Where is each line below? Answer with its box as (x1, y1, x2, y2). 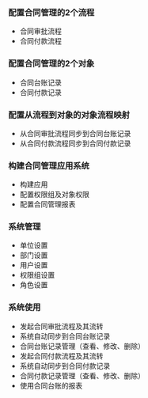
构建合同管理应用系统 (8, 160, 89, 171)
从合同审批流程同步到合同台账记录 (19, 128, 131, 138)
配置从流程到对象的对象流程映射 (8, 109, 131, 120)
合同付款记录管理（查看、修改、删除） (19, 370, 145, 381)
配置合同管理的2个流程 (8, 6, 95, 17)
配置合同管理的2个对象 (8, 58, 95, 69)
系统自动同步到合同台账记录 (19, 331, 111, 341)
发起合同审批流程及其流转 (19, 321, 104, 331)
